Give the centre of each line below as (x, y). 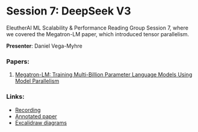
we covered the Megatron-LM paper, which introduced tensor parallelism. (98, 34)
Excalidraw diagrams (41, 122)
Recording (28, 110)
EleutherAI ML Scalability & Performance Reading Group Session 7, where (97, 28)
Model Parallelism (37, 81)
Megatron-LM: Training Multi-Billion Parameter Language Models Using (104, 75)
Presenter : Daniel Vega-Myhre (44, 46)
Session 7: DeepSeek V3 (69, 11)
